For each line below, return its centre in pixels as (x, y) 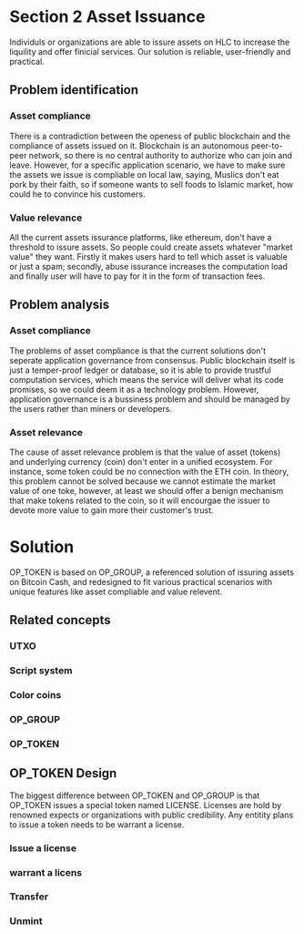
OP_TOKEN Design (63, 773)
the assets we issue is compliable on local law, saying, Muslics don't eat (144, 174)
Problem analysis (60, 305)
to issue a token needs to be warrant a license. (97, 824)
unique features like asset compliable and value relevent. (116, 591)
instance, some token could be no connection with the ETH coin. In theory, (149, 471)
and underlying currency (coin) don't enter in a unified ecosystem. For (141, 461)
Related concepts (60, 620)
